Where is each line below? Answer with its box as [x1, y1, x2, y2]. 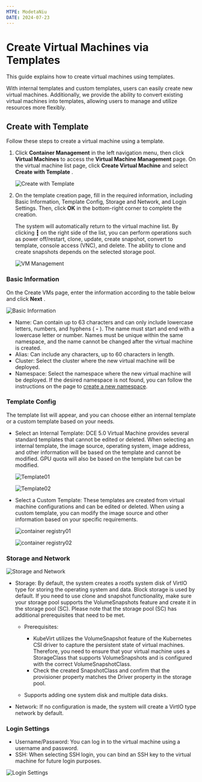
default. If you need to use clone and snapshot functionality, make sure [14, 592, 192, 600]
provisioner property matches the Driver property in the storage [33, 673, 192, 681]
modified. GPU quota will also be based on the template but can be [14, 455, 182, 462]
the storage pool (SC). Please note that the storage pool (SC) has [14, 605, 177, 613]
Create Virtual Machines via [6, 40, 149, 54]
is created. [14, 344, 42, 352]
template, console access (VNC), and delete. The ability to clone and [14, 242, 186, 249]
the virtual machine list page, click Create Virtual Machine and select [14, 162, 188, 169]
